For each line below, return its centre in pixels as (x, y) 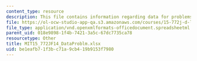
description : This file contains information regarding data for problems (99, 17)
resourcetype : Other (31, 38)
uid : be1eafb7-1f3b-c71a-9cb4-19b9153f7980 (60, 49)
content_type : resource (35, 11)
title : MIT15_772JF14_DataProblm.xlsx (53, 44)
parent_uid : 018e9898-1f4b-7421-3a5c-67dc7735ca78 (69, 33)
